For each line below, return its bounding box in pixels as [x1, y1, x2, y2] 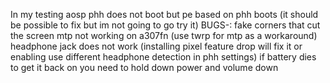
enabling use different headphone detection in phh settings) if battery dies [10, 51, 317, 63]
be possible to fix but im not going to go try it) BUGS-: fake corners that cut [10, 19, 321, 31]
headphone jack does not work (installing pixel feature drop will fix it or [10, 40, 303, 52]
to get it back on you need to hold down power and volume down [10, 62, 279, 73]
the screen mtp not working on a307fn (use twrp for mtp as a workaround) [10, 30, 318, 41]
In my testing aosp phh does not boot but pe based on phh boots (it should [10, 9, 319, 20]
